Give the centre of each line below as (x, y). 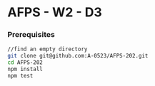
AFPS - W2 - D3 (55, 12)
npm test (20, 75)
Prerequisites (31, 35)
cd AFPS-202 (25, 63)
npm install (25, 69)
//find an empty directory (47, 49)
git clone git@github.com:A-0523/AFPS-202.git (78, 56)
